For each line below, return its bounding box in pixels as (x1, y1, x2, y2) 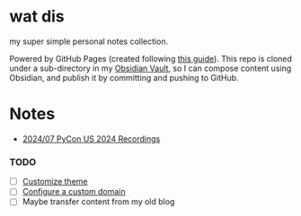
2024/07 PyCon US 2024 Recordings (22, 133, 161, 144)
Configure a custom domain (22, 186, 126, 197)
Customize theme (22, 177, 88, 187)
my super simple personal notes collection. (9, 36, 169, 47)
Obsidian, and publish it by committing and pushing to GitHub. (9, 72, 240, 82)
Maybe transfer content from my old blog (22, 196, 175, 207)
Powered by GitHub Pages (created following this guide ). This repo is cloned (9, 53, 292, 64)
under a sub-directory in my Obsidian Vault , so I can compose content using (9, 63, 292, 73)
